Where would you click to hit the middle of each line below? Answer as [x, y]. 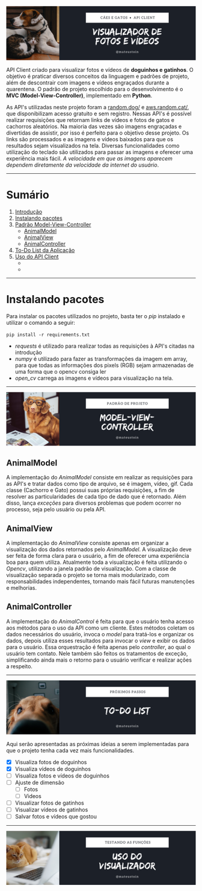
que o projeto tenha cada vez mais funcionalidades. [70, 750]
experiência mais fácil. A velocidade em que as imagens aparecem [89, 158]
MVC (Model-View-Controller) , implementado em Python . [79, 95]
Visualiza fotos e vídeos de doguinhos [62, 776]
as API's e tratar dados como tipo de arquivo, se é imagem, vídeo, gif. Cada [100, 484]
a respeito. [20, 666]
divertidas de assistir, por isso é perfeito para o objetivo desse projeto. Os [98, 133]
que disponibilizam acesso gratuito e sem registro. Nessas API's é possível [99, 113]
